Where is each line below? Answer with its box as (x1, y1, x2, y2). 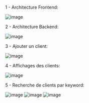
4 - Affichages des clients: (5, 63, 60, 68)
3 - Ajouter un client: (5, 43, 48, 49)
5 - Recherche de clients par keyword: (5, 82, 84, 88)
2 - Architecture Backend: (5, 24, 59, 30)
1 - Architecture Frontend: (5, 5, 59, 10)
